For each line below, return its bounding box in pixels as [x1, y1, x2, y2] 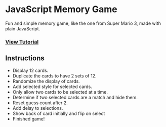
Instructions [5, 54, 45, 63]
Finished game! [12, 115, 45, 122]
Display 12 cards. [12, 67, 49, 73]
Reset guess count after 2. [12, 100, 68, 106]
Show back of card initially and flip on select [12, 110, 105, 116]
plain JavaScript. [5, 25, 40, 31]
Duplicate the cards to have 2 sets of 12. [12, 72, 97, 79]
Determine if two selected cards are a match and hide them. [12, 94, 138, 100]
